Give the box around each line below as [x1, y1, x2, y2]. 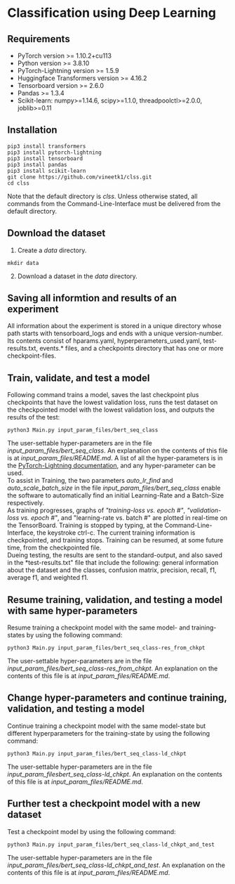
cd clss [7, 179, 30, 187]
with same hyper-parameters [7, 604, 138, 616]
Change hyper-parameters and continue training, [7, 692, 227, 704]
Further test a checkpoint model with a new [7, 798, 201, 810]
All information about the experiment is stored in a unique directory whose [7, 322, 222, 330]
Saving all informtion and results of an [7, 292, 177, 304]
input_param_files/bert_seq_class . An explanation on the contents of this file [7, 446, 228, 455]
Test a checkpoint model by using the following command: [7, 827, 177, 836]
